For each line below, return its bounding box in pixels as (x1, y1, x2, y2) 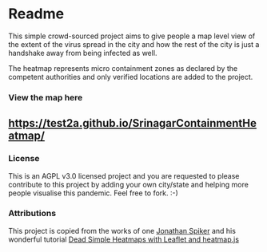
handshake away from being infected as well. (8, 48, 157, 57)
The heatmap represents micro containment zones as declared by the (8, 63, 238, 73)
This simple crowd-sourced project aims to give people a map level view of (8, 31, 256, 41)
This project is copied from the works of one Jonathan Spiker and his (8, 226, 236, 235)
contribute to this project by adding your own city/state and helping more (8, 179, 249, 189)
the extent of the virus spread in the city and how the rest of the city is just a (8, 39, 260, 49)
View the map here (8, 92, 83, 103)
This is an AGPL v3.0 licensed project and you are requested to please (8, 171, 240, 180)
